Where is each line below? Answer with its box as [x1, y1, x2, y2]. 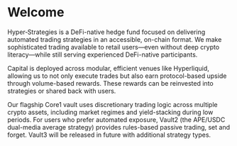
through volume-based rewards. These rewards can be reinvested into [7, 79, 214, 87]
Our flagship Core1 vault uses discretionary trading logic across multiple [7, 100, 218, 108]
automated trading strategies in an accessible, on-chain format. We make [7, 35, 222, 43]
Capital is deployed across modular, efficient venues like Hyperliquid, [7, 64, 209, 72]
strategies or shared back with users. [7, 86, 116, 95]
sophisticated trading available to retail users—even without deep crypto [7, 43, 220, 51]
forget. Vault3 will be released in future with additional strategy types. [7, 130, 211, 139]
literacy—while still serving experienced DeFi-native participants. [7, 50, 198, 59]
